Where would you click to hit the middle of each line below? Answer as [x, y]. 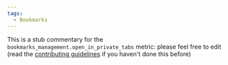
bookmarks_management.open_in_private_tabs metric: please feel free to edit [114, 47]
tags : [15, 13]
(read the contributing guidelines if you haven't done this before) [99, 54]
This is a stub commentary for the [55, 39]
